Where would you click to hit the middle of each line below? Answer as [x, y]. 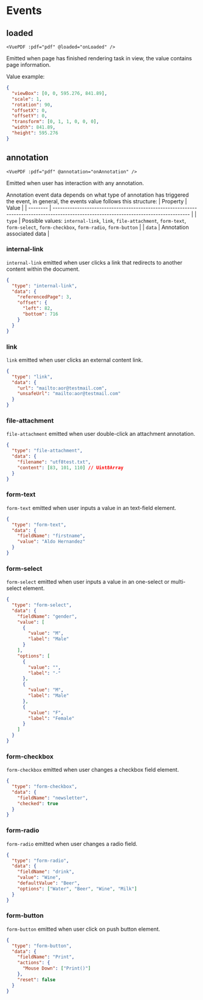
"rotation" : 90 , [32, 105]
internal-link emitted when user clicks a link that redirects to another [94, 262]
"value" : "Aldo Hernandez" [51, 542]
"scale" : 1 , [27, 99]
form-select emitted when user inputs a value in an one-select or [88, 582]
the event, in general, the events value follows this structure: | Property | [97, 201]
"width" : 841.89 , [34, 128]
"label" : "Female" [51, 718]
